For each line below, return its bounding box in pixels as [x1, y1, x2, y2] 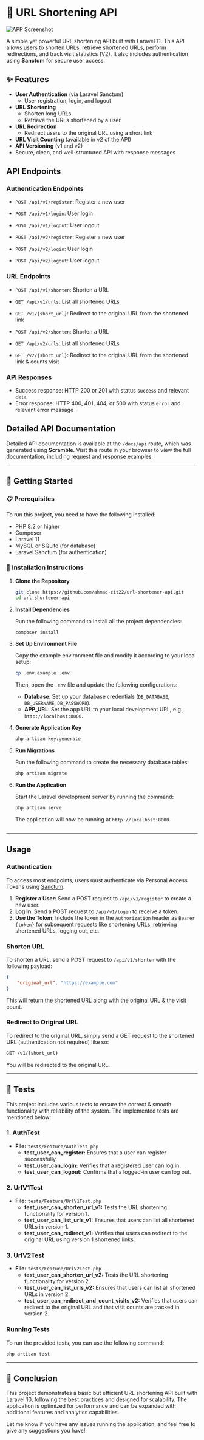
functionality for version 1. [24, 1210, 89, 1218]
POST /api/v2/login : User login [15, 245, 93, 253]
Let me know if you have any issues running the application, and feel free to [6, 1421, 196, 1428]
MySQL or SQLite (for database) [15, 542, 96, 549]
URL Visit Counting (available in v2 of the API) [15, 135, 132, 143]
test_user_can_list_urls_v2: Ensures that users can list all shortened [24, 1284, 196, 1292]
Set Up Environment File [15, 640, 78, 648]
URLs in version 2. [24, 1291, 70, 1298]
